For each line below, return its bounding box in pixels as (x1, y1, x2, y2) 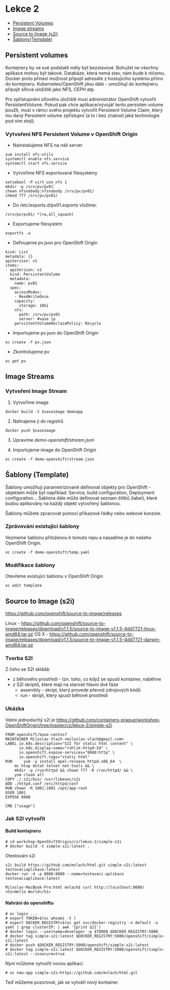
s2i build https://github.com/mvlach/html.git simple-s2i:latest (5, 862, 147, 868)
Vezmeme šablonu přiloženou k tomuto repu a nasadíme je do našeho (5, 534, 152, 541)
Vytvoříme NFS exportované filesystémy (12, 170, 98, 176)
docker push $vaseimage (5, 428, 56, 433)
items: (5, 263, 19, 268)
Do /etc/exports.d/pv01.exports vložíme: (12, 202, 97, 208)
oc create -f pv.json (5, 340, 51, 345)
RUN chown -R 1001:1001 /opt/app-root (5, 785, 88, 791)
